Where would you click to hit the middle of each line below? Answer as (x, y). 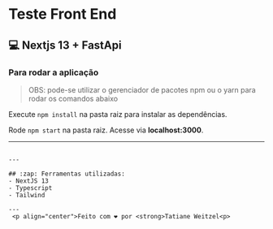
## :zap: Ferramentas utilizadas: (67, 174)
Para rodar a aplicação (54, 72)
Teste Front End (63, 14)
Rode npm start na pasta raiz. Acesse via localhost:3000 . (106, 130)
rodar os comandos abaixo (73, 98)
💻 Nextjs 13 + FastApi (65, 45)
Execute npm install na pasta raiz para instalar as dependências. (118, 114)
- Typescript (30, 188)
